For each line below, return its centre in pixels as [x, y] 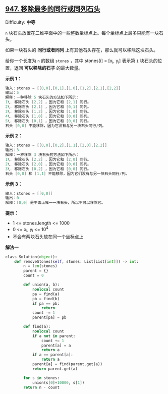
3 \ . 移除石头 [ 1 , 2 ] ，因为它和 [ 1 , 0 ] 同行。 [48, 111]
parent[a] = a [56, 345]
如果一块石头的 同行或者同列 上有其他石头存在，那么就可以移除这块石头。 [81, 50]
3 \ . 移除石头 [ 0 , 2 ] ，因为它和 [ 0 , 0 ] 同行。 [48, 169]
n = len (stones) [40, 266]
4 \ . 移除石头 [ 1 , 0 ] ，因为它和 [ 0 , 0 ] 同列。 [48, 116]
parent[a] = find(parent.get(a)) [67, 364]
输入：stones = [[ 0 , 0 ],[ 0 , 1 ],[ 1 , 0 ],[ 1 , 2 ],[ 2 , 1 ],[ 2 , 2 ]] [63, 88]
